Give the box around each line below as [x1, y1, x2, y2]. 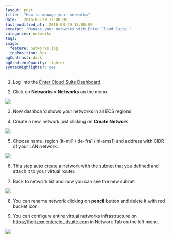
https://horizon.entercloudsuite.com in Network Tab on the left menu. [12, 218, 159, 225]
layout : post [5, 7, 33, 13]
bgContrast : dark [5, 55, 42, 61]
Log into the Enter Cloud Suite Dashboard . [12, 79, 102, 85]
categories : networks [5, 31, 52, 36]
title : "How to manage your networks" [5, 12, 91, 17]
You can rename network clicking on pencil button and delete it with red [12, 198, 165, 204]
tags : [5, 36, 17, 42]
